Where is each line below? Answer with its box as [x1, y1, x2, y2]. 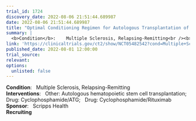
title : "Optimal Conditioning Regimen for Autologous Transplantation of [6, 24, 190, 31]
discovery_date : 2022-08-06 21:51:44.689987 [6, 14, 116, 20]
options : [6, 62, 27, 69]
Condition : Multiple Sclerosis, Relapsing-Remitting [6, 84, 130, 91]
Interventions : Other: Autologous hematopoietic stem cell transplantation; [6, 90, 187, 97]
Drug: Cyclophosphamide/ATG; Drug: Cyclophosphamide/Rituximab [6, 97, 172, 104]
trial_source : [6, 52, 41, 58]
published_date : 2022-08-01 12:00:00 [6, 47, 98, 52]
